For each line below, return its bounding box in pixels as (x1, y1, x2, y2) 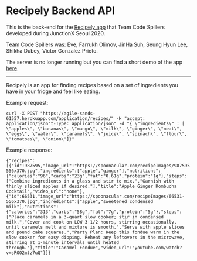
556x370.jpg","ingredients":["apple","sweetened (6, 198, 127, 204)
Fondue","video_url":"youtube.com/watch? (79, 245, 182, 250)
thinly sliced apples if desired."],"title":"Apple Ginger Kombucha (6, 183, 177, 189)
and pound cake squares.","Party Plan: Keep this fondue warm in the (6, 229, 180, 235)
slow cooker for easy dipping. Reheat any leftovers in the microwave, (6, 234, 185, 241)
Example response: (6, 146, 53, 153)
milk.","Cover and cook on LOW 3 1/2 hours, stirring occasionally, (6, 219, 177, 225)
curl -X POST (6, 110, 38, 116)
